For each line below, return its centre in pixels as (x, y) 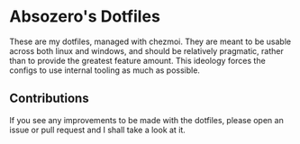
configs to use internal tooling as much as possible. (105, 70)
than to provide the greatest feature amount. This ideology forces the (137, 60)
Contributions (49, 99)
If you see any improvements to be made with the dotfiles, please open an (146, 120)
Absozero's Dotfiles (85, 17)
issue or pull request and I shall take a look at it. (98, 130)
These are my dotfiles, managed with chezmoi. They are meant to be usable (150, 41)
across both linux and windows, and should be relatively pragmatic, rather (146, 50)
